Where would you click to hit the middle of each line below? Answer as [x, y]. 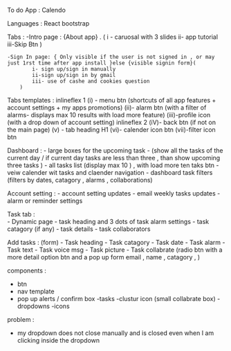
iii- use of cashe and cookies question [91, 81]
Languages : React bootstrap [48, 23]
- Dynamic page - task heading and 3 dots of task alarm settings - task [108, 222]
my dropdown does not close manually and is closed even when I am [115, 333]
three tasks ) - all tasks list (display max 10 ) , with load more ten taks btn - [113, 165]
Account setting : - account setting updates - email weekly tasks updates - [114, 193]
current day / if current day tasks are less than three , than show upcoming [114, 158]
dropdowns [34, 306]
